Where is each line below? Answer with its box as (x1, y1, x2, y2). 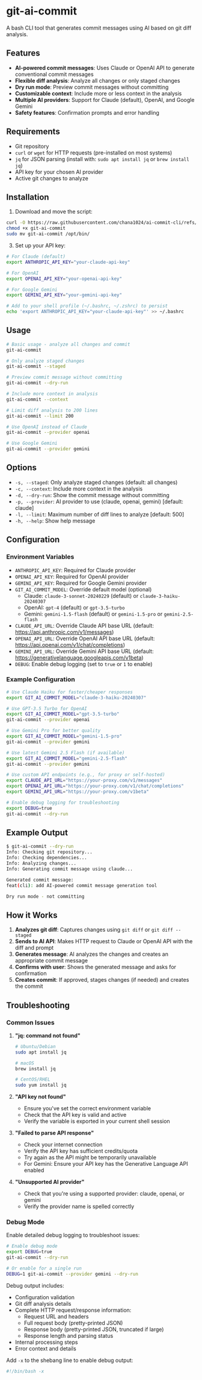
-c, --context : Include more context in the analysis (14, 485, 143, 492)
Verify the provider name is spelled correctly (23, 1203, 135, 1210)
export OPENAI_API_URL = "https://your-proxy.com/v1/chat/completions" (6, 783, 185, 789)
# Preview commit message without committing (6, 374, 122, 381)
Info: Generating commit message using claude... (6, 866, 133, 872)
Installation (6, 192, 49, 202)
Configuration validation (14, 1293, 75, 1301)
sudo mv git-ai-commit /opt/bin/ (6, 231, 90, 237)
